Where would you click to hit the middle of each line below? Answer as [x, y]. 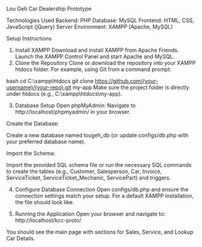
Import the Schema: [31, 153]
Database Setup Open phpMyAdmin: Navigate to [75, 105]
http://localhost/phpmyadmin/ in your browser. [73, 112]
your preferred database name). [46, 142]
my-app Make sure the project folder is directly [131, 87]
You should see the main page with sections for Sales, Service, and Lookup [100, 232]
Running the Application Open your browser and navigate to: [90, 214]
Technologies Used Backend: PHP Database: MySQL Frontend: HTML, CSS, [100, 20]
